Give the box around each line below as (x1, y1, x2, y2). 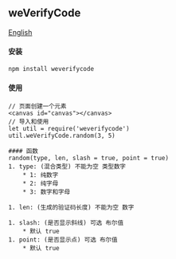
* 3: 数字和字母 (22, 188, 70, 196)
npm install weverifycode (8, 65, 94, 73)
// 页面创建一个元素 (8, 103, 67, 111)
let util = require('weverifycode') (8, 125, 130, 133)
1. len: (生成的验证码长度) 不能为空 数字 (8, 203, 135, 212)
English (8, 27, 33, 37)
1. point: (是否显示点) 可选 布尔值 (8, 236, 118, 244)
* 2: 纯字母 (22, 179, 59, 188)
